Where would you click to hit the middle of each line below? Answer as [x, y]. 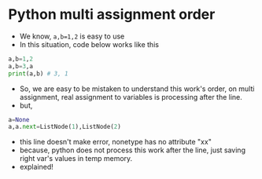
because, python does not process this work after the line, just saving [133, 150]
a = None [19, 119]
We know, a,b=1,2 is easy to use [72, 36]
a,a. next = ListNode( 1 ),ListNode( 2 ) [65, 127]
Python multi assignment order [112, 15]
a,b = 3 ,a [21, 66]
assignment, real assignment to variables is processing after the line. [131, 97]
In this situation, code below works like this [89, 44]
